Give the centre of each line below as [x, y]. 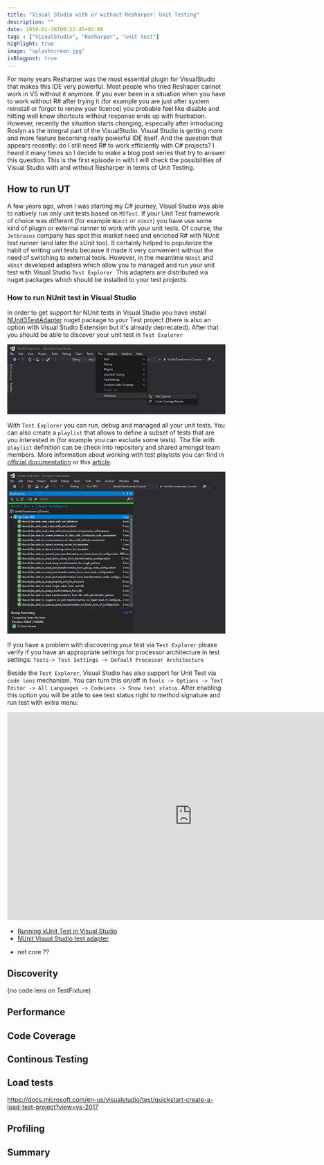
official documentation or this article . [60, 462]
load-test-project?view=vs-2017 [53, 1107]
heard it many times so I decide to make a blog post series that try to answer [116, 152]
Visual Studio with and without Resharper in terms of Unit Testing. [101, 167]
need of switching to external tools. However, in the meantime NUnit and [110, 257]
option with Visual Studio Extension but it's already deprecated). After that [113, 327]
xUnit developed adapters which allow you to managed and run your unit [111, 265]
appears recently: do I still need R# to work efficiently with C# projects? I [111, 145]
